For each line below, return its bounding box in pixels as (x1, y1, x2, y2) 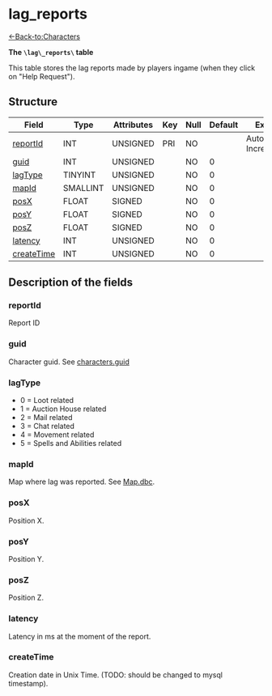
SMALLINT (63, 182, 104, 193)
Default (209, 119, 239, 130)
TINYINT (63, 169, 96, 180)
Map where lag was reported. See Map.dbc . (8, 477, 155, 486)
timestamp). (8, 678, 49, 688)
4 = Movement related (19, 430, 95, 439)
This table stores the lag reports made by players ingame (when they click (8, 62, 256, 73)
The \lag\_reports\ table (8, 47, 94, 57)
